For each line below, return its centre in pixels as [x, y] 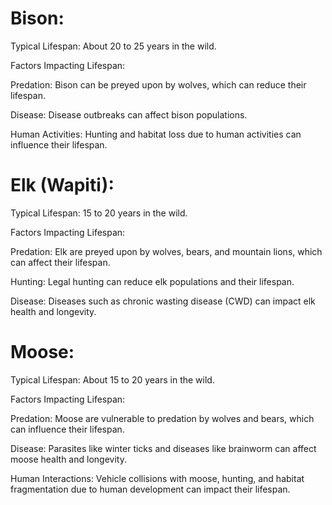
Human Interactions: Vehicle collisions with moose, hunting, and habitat [157, 478]
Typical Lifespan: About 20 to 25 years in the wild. [113, 46]
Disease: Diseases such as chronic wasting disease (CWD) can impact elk [163, 301]
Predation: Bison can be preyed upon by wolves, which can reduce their [158, 84]
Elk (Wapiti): [62, 185]
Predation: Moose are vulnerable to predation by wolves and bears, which [162, 418]
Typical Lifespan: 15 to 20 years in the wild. [99, 213]
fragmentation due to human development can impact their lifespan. [150, 489]
